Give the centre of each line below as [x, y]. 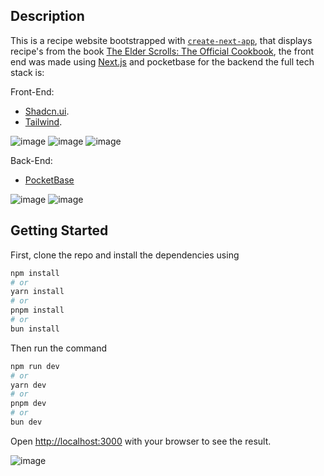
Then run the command [59, 348]
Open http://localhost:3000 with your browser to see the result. [141, 441]
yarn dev [28, 385]
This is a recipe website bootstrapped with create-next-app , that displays [161, 40]
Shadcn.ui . [47, 111]
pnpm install [37, 310]
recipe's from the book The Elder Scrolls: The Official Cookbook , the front [162, 51]
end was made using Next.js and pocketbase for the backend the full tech [162, 61]
